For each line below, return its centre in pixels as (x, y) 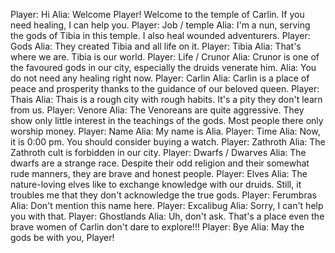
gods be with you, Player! (62, 237)
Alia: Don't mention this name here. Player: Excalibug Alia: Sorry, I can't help (167, 205)
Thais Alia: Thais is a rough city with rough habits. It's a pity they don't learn (166, 99)
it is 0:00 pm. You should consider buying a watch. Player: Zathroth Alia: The (168, 142)
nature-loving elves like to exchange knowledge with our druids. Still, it (156, 184)
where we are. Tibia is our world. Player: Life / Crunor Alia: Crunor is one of (165, 57)
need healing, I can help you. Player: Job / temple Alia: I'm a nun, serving (160, 25)
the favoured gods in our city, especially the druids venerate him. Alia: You (163, 67)
